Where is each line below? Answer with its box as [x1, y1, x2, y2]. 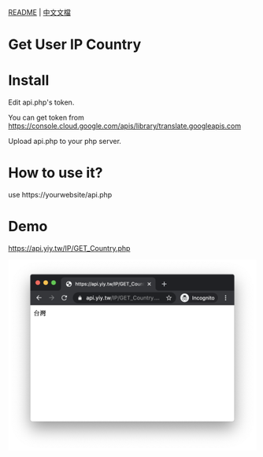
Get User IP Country [8, 35, 142, 53]
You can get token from [8, 113, 84, 123]
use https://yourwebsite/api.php [8, 190, 113, 200]
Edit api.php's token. [8, 98, 75, 107]
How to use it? [8, 164, 103, 182]
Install [8, 72, 50, 90]
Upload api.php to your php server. [8, 137, 122, 146]
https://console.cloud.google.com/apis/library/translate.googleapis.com [8, 121, 242, 131]
